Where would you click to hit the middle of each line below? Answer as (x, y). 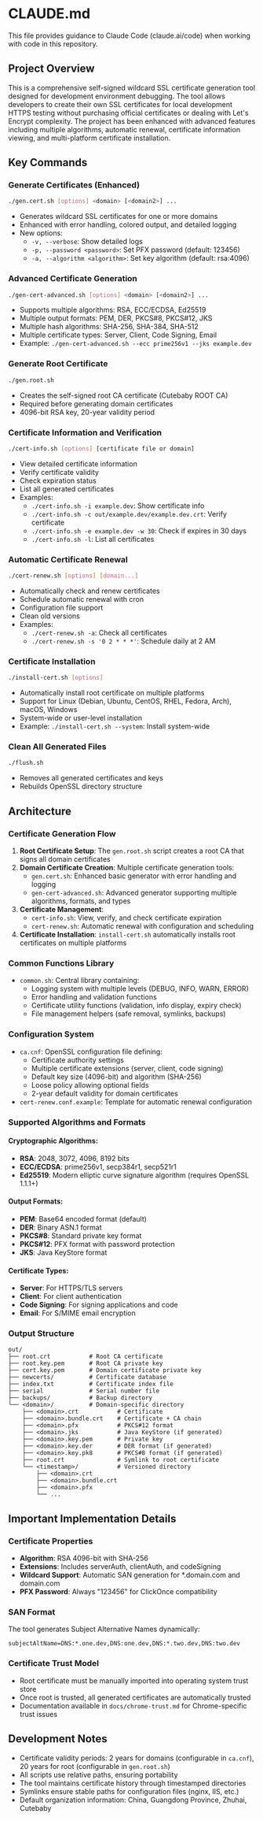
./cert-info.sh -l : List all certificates (93, 539)
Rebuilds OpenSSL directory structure (81, 786)
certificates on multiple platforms (73, 943)
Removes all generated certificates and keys (91, 778)
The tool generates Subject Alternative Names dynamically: (104, 1629)
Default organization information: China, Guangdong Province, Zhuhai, (133, 1800)
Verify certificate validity (59, 472)
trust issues (38, 1714)
